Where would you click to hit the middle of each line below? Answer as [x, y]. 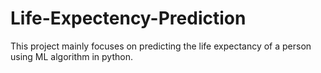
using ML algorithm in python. [71, 56]
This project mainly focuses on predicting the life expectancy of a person [161, 46]
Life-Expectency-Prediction [128, 18]
